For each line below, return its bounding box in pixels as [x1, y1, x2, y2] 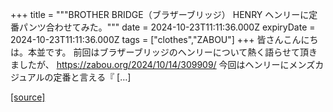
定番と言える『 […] [53, 71, 132, 83]
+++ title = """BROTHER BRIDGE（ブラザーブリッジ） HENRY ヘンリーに [10, 9, 310, 20]
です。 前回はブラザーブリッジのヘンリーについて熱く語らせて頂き [44, 46, 318, 58]
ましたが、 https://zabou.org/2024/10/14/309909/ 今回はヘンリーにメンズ [10, 59, 316, 70]
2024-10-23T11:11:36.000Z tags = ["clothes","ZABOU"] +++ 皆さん [10, 34, 284, 45]
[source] [10, 91, 46, 103]
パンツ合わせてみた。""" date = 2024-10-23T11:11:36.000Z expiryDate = [18, 21, 316, 33]
